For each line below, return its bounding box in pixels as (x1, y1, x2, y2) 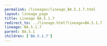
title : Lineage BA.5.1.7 (4, 16, 55, 21)
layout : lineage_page (4, 11, 48, 16)
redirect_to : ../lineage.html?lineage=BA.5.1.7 (4, 20, 103, 25)
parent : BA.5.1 (4, 29, 35, 34)
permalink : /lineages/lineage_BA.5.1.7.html (4, 7, 96, 12)
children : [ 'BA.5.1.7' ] (4, 34, 53, 39)
